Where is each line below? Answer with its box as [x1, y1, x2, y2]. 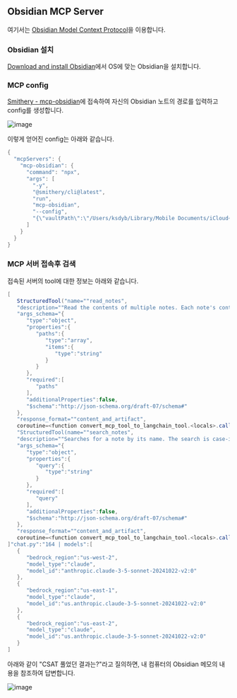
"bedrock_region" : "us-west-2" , [25, 554, 119, 561]
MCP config [7, 81, 49, 91]
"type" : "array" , [44, 336, 93, 344]
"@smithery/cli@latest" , [32, 188, 106, 195]
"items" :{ [44, 343, 74, 350]
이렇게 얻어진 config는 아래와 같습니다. [7, 135, 114, 144]
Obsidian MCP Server [7, 6, 104, 18]
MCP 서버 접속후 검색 [7, 259, 76, 269]
